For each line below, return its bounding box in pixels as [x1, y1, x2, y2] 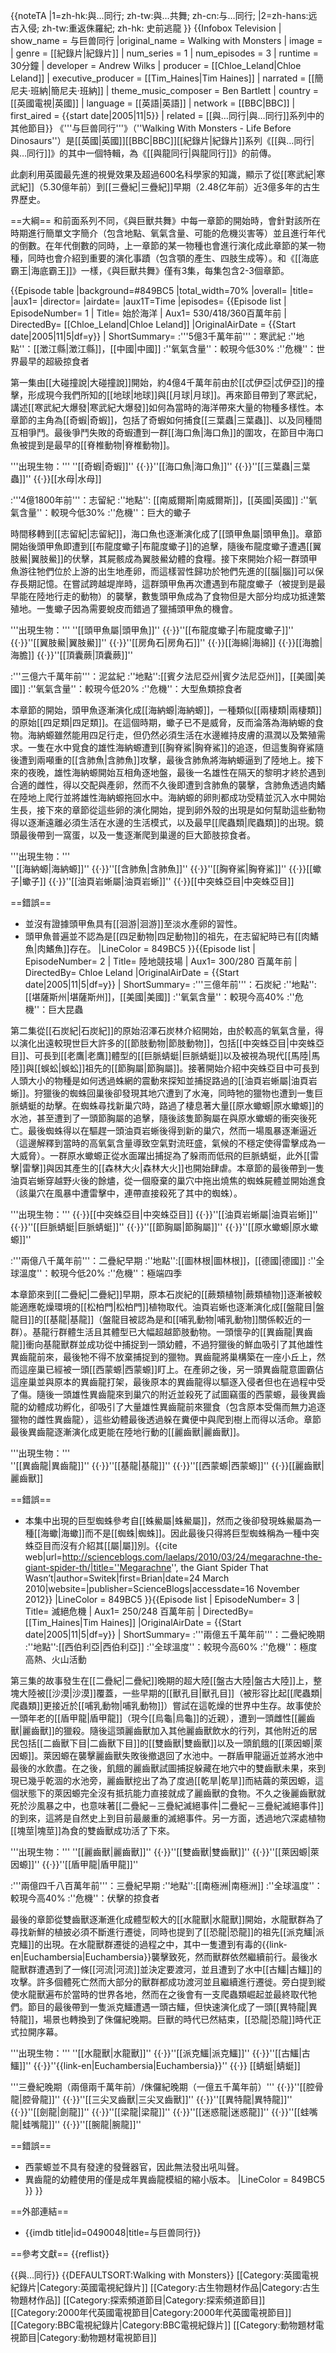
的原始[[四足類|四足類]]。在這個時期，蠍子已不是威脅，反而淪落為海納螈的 [10, 717, 316, 728]
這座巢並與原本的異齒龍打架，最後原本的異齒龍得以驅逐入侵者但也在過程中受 [10, 1376, 326, 1388]
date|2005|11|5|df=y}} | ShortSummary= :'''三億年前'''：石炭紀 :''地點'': [24, 979, 317, 990]
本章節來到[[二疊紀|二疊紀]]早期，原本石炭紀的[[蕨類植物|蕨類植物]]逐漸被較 [10, 1289, 323, 1300]
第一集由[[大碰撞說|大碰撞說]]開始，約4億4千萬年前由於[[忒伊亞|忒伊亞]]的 [10, 377, 317, 388]
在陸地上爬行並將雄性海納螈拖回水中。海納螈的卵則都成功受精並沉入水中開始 [10, 792, 326, 803]
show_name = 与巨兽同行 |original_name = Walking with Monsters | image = [10, 35, 323, 46]
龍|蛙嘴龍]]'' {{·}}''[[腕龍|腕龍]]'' [10, 2119, 142, 2130]
